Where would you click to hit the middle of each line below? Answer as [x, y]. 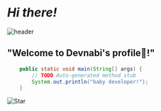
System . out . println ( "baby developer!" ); [90, 82]
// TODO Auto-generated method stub [84, 75]
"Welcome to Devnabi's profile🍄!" [81, 53]
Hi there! [32, 13]
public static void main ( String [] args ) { [81, 69]
